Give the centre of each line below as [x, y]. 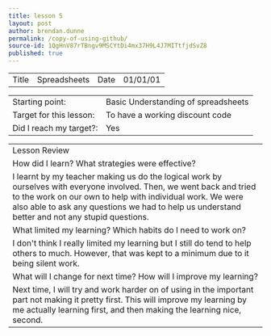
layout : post [30, 23]
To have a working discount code [169, 115]
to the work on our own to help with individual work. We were [128, 197]
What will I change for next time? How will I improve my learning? [135, 277]
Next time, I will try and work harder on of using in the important [133, 290]
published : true [35, 53]
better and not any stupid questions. [81, 217]
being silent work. [46, 263]
